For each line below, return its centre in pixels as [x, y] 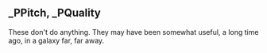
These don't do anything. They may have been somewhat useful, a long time [133, 32]
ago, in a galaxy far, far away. [56, 40]
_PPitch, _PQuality [54, 13]
